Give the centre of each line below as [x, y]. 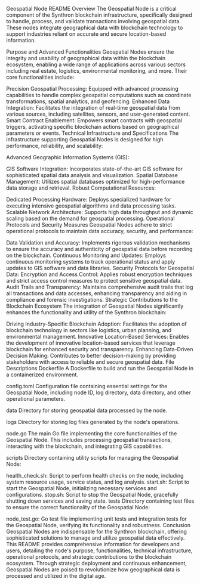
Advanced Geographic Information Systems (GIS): [68, 157]
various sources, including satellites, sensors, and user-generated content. [98, 114]
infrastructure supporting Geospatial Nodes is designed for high [85, 139]
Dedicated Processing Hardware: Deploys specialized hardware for [89, 199]
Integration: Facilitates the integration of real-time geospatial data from [93, 108]
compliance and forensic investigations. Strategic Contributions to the [92, 300]
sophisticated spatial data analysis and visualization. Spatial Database [92, 175]
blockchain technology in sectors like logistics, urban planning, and [89, 330]
